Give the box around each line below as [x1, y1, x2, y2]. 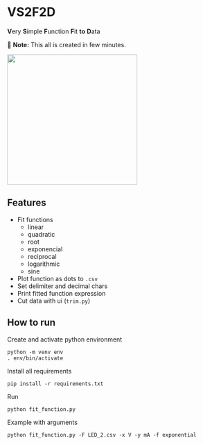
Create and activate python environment [7, 335, 123, 344]
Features [7, 197, 46, 209]
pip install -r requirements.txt [7, 380, 104, 387]
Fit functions [17, 215, 53, 224]
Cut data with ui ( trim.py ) [17, 296, 91, 305]
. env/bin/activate [7, 355, 64, 362]
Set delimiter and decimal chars [17, 282, 108, 290]
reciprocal [27, 252, 57, 260]
